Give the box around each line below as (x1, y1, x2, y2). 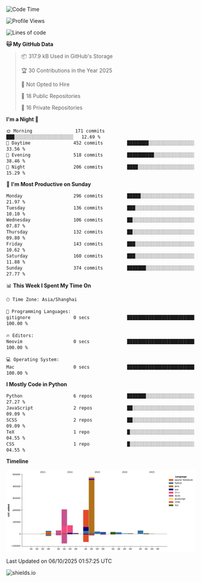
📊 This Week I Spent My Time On (6, 282, 91, 289)
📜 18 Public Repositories (20, 92, 81, 99)
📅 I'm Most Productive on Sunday (6, 181, 91, 187)
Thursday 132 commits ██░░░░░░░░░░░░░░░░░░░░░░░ (6, 229, 195, 235)
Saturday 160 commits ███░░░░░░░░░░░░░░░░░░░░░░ (6, 253, 195, 259)
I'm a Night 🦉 (6, 116, 39, 123)
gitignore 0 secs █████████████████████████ (6, 315, 195, 321)
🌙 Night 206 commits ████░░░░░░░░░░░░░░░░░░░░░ (6, 164, 195, 170)
